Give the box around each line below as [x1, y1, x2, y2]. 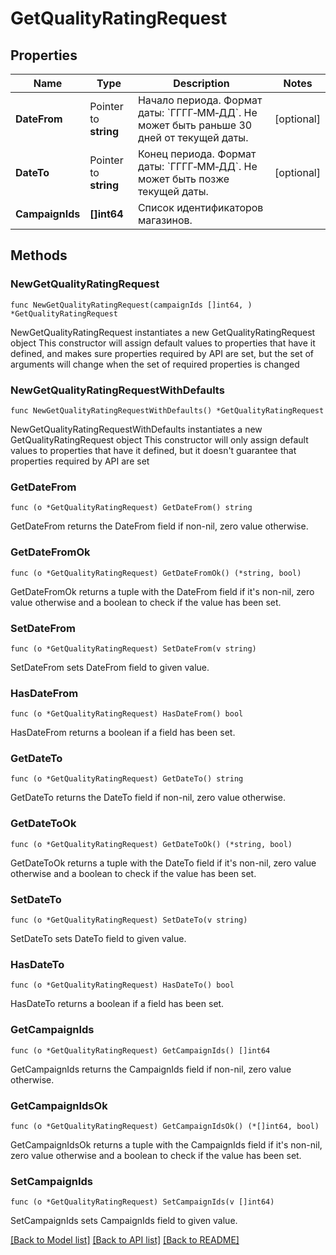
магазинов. [137, 213, 193, 227]
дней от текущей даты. [137, 131, 249, 144]
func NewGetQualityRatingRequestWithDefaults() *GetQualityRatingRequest [10, 405, 325, 416]
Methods [10, 247, 68, 264]
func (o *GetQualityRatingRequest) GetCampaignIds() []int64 [10, 1045, 271, 1056]
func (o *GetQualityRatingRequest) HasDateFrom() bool [10, 709, 244, 719]
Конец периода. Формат [137, 147, 257, 161]
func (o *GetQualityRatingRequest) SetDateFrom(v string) [10, 643, 257, 654]
